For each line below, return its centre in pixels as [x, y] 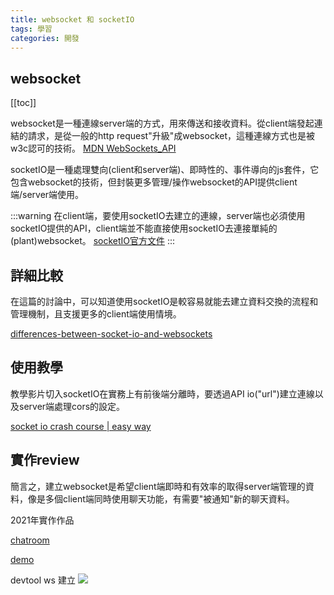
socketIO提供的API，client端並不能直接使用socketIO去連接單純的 [144, 228]
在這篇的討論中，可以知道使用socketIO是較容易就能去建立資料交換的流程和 [164, 301]
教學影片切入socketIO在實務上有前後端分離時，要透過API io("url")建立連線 [162, 393]
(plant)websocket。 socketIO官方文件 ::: [93, 241]
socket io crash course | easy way [81, 426]
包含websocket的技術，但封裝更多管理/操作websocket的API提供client [154, 182]
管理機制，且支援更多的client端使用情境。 [96, 314]
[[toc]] [23, 103]
